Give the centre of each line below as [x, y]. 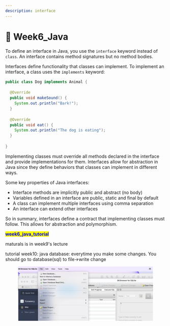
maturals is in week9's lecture [37, 244]
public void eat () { [32, 125]
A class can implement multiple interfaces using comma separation [83, 203]
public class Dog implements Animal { [46, 82]
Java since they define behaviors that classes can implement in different [81, 167]
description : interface [31, 11]
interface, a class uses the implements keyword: [55, 72]
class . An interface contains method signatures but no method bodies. [79, 56]
